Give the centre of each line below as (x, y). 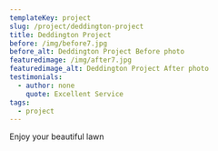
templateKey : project (50, 18)
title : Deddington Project (60, 35)
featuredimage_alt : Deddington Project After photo (109, 69)
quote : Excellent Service (75, 94)
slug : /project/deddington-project (77, 26)
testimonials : (36, 77)
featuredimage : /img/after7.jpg (70, 60)
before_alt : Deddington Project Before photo (97, 52)
